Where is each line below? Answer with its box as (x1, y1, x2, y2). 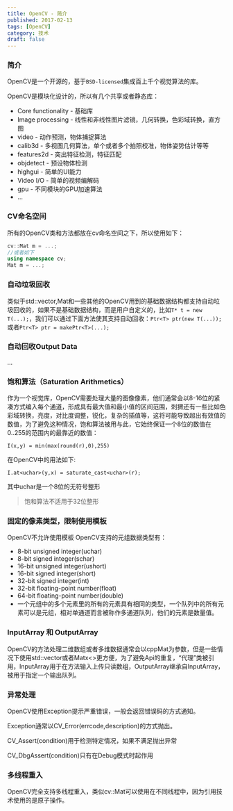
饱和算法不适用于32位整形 (24, 498, 99, 506)
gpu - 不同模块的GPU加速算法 (17, 185, 103, 193)
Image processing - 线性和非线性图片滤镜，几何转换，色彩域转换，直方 (17, 115, 221, 124)
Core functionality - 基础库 (17, 107, 94, 115)
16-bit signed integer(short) (17, 569, 96, 577)
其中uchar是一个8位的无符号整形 (7, 482, 101, 491)
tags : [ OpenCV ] (7, 23, 51, 30)
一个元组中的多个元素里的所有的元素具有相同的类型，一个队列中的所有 (17, 600, 218, 608)
